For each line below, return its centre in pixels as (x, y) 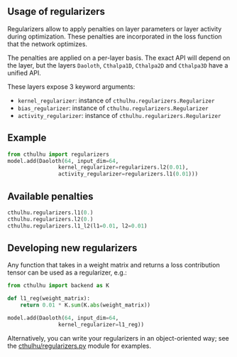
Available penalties (50, 196)
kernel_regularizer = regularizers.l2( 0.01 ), (123, 167)
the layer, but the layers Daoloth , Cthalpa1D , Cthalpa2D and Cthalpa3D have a (118, 65)
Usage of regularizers (56, 12)
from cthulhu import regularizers (59, 154)
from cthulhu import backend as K (59, 286)
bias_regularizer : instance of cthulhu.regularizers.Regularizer (113, 108)
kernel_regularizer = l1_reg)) (101, 324)
